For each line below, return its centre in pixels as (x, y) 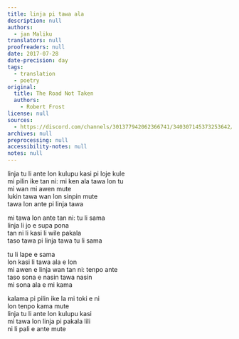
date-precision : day (38, 61)
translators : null (34, 41)
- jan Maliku (33, 34)
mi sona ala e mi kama (40, 285)
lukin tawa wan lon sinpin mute (53, 196)
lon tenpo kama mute (38, 306)
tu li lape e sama (31, 254)
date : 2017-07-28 (33, 54)
